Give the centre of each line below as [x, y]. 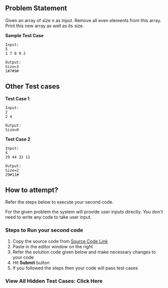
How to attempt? [32, 190]
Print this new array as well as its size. [45, 26]
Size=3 [12, 67]
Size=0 [12, 130]
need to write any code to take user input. [49, 217]
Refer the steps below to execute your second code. [59, 202]
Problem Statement [36, 8]
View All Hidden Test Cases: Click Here [54, 281]
